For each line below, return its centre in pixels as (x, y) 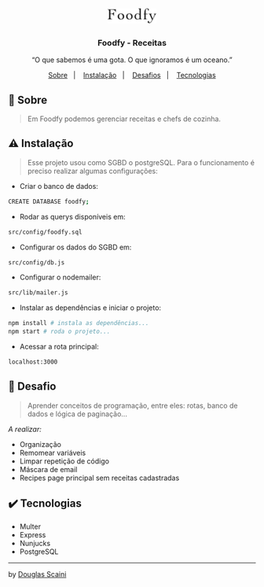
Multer (30, 526)
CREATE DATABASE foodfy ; (49, 201)
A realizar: (25, 429)
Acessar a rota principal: (59, 347)
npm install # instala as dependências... (79, 323)
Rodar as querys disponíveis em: (72, 216)
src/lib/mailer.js (38, 293)
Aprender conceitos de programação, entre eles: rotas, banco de (132, 405)
